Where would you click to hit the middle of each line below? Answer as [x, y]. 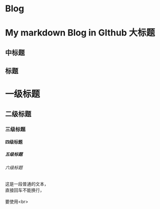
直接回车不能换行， [25, 190]
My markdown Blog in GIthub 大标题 [80, 33]
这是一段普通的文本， [27, 184]
